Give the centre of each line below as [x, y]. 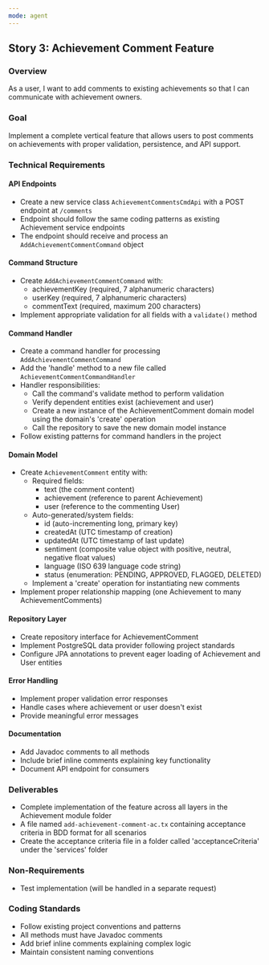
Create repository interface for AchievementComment [109, 637]
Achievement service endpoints [72, 227]
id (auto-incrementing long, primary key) [111, 523]
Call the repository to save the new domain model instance [129, 428]
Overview [28, 71]
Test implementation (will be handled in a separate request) [118, 888]
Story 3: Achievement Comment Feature [111, 49]
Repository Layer [37, 618]
